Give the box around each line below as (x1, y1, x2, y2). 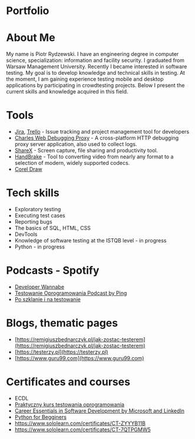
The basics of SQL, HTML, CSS (14, 225, 91, 231)
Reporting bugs (14, 218, 52, 225)
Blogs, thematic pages (6, 317, 118, 330)
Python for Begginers (14, 413, 67, 420)
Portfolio (6, 4, 49, 18)
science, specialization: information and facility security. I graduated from (6, 57, 184, 64)
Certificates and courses (6, 375, 131, 389)
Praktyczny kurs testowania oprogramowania (14, 401, 125, 408)
